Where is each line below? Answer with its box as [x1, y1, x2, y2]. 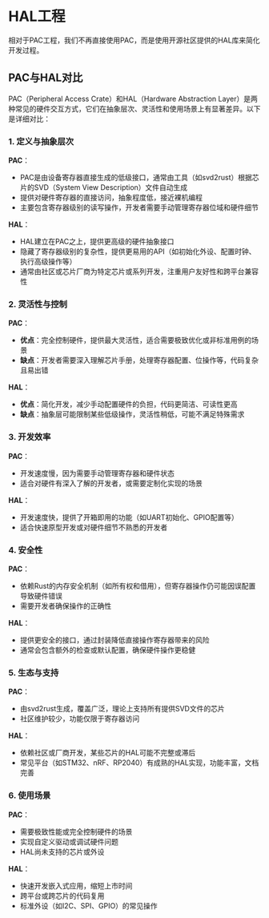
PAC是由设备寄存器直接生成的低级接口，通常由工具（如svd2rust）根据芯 [19, 173, 259, 183]
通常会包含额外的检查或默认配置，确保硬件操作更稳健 [19, 645, 196, 654]
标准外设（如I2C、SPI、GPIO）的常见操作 [19, 900, 158, 910]
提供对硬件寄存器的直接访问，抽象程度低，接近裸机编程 [19, 193, 203, 203]
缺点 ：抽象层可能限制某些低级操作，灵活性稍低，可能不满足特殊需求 [19, 409, 245, 419]
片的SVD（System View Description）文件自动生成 [19, 183, 188, 192]
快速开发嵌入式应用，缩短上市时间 [19, 880, 133, 890]
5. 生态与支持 [8, 666, 59, 678]
